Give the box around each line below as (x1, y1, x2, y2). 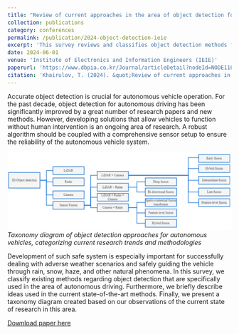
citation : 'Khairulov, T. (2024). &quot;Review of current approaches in (7, 71, 231, 78)
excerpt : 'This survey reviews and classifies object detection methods (7, 41, 228, 49)
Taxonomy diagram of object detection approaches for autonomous (7, 231, 208, 239)
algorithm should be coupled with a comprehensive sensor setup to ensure (7, 130, 228, 138)
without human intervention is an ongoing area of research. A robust (7, 122, 208, 131)
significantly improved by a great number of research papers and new (7, 107, 213, 115)
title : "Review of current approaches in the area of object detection (7, 11, 224, 19)
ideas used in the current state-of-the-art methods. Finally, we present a (7, 290, 220, 298)
